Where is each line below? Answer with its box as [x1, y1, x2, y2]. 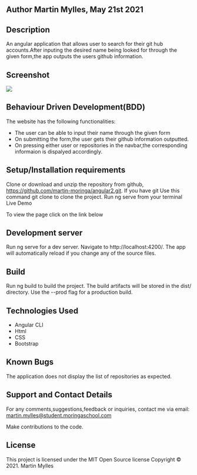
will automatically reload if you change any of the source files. [6, 250, 156, 257]
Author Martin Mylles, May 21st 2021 [6, 5, 143, 15]
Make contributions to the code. [6, 423, 84, 430]
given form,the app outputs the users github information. [6, 53, 143, 60]
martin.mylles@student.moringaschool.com [6, 411, 112, 418]
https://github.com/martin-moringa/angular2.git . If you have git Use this [6, 187, 180, 194]
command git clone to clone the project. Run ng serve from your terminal [6, 193, 182, 200]
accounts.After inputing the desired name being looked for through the [6, 46, 178, 54]
